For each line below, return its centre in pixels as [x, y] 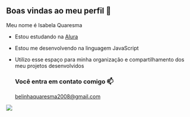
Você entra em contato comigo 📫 [64, 82]
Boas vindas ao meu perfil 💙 [59, 11]
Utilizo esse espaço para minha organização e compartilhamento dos [99, 59]
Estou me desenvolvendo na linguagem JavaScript [77, 48]
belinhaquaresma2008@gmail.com [58, 97]
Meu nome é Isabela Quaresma [44, 25]
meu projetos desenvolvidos [49, 66]
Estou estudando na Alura [46, 37]
